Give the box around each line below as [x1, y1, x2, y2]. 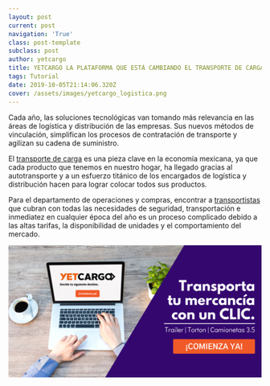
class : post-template [8, 39, 81, 47]
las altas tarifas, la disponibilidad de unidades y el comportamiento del [8, 220, 242, 230]
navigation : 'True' [8, 30, 74, 38]
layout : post [8, 13, 52, 21]
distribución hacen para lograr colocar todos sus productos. [8, 179, 207, 189]
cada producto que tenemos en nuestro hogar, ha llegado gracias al [8, 162, 233, 172]
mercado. [8, 229, 40, 239]
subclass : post [8, 47, 59, 55]
